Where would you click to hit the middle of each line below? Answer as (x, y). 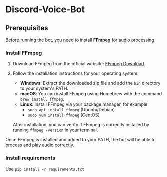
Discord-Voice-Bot (45, 9)
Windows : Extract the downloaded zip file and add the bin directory (90, 83)
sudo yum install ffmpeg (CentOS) (64, 115)
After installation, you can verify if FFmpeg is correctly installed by (81, 125)
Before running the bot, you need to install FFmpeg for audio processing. (80, 40)
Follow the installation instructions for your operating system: (75, 73)
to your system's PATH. (44, 88)
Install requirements (30, 158)
